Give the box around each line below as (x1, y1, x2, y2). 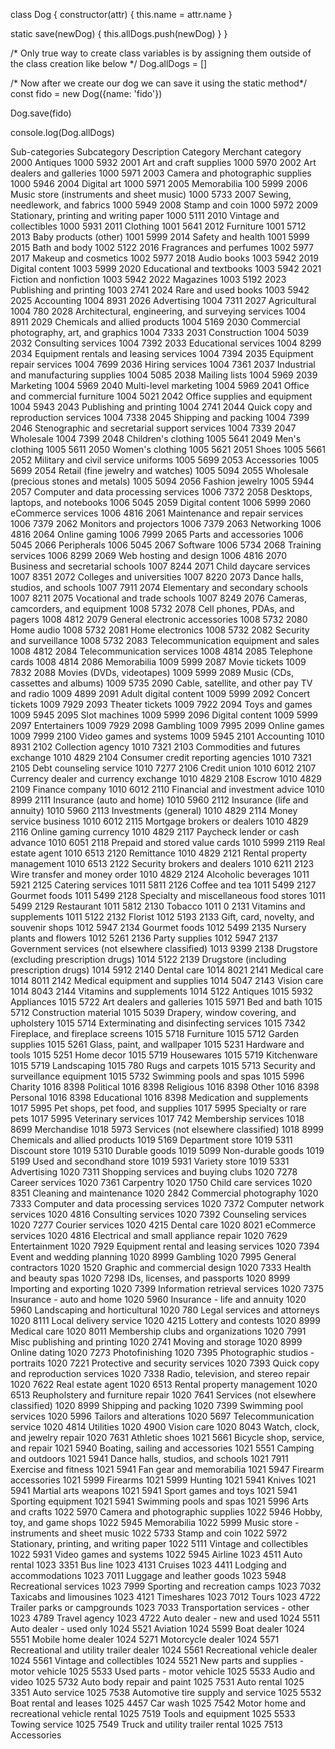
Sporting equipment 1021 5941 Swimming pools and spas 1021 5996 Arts (10, 1495, 309, 1507)
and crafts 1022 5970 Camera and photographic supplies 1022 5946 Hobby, (10, 1506, 323, 1518)
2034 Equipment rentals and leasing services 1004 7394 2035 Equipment (10, 348, 314, 359)
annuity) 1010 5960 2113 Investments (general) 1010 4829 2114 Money (10, 805, 298, 816)
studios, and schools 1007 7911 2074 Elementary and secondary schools (10, 582, 308, 593)
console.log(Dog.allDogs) (10, 127, 115, 138)
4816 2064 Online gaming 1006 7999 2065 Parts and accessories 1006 (10, 529, 304, 540)
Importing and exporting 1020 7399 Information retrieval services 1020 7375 (10, 1283, 324, 1294)
